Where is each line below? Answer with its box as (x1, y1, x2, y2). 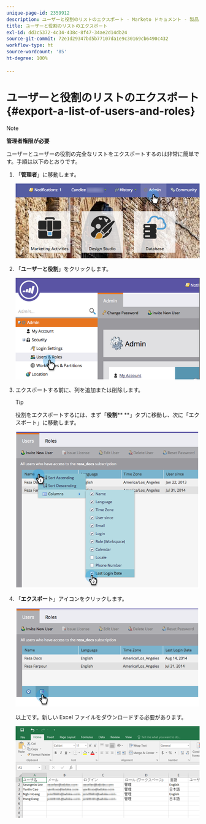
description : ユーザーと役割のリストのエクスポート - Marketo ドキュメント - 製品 (6, 16, 199, 23)
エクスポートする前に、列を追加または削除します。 (15, 386, 144, 394)
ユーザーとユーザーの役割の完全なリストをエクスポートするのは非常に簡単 (6, 150, 194, 158)
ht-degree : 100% (6, 55, 48, 61)
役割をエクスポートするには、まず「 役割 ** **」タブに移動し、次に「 (15, 411, 189, 419)
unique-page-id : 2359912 (6, 10, 70, 16)
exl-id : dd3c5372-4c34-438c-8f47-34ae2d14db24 (6, 29, 128, 36)
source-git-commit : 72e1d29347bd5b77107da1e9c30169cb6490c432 (6, 36, 169, 42)
